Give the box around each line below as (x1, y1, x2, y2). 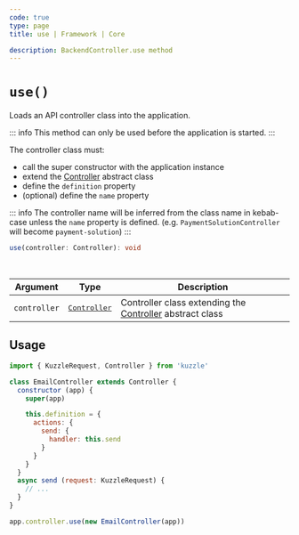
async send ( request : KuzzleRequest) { (17, 476, 166, 485)
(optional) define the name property (21, 190, 149, 201)
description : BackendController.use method (9, 45, 174, 54)
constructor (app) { (17, 385, 93, 394)
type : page (9, 21, 50, 30)
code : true (9, 12, 50, 22)
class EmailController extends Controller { (9, 377, 177, 386)
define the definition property (21, 181, 136, 191)
